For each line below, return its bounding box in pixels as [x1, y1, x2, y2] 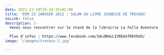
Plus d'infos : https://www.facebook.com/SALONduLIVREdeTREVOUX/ [9, 34, 145, 39]
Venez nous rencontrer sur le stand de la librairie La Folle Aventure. [9, 25, 161, 30]
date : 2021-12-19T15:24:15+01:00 [5, 7, 73, 12]
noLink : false [5, 16, 34, 21]
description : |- [5, 20, 38, 26]
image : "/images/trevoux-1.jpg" [5, 38, 71, 44]
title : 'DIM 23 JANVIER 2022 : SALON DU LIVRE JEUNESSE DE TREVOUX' [5, 12, 147, 17]
